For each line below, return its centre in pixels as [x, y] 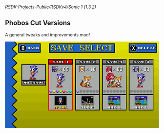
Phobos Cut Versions [38, 23]
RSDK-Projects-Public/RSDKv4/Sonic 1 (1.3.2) [51, 7]
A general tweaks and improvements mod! [48, 34]
